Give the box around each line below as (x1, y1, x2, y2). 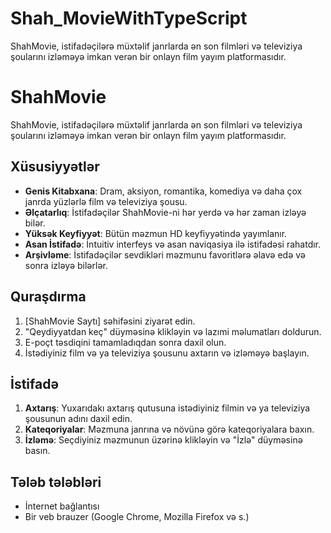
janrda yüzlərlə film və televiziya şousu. (24, 195, 188, 207)
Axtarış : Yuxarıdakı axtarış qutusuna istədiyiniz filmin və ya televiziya (24, 402, 311, 414)
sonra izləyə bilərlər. (24, 259, 109, 271)
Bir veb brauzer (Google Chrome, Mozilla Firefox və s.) (24, 511, 250, 523)
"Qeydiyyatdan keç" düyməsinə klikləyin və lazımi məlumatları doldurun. (24, 325, 322, 337)
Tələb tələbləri (10, 473, 102, 491)
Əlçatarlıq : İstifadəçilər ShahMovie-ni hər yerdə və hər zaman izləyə (24, 206, 307, 218)
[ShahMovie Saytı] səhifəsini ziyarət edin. (24, 315, 196, 327)
